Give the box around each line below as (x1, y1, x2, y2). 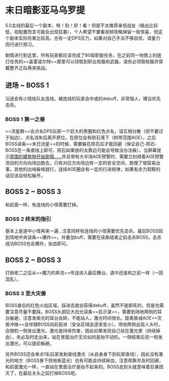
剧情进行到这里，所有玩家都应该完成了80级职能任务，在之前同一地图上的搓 (5, 52, 162, 58)
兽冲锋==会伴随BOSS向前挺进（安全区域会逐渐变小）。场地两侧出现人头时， (5, 321, 163, 327)
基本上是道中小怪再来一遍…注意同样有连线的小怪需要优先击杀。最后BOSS (5, 228, 158, 234)
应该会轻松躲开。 (9, 173, 46, 179)
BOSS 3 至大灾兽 (5, 290, 47, 297)
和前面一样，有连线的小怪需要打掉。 (5, 201, 81, 208)
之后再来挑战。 (18, 64, 50, 71)
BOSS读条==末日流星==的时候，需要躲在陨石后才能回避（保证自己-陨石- (5, 141, 157, 147)
